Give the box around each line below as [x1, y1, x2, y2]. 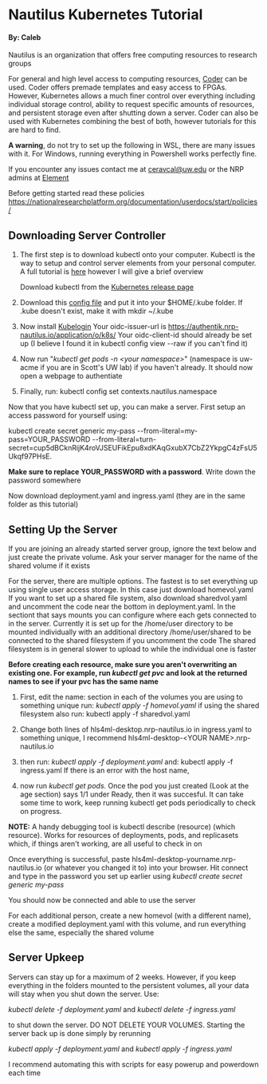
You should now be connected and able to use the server [8, 895, 197, 905]
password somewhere [8, 475, 81, 485]
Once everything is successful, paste [8, 855, 131, 864]
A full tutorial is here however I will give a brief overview [19, 267, 204, 276]
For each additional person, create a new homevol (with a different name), [8, 911, 251, 920]
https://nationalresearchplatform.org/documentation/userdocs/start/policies [8, 197, 257, 207]
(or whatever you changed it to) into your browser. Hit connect [43, 863, 249, 872]
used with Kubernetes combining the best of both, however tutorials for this [8, 117, 257, 126]
